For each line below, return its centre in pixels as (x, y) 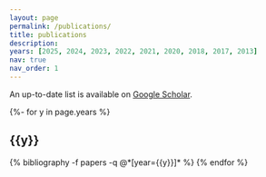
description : (34, 43)
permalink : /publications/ (60, 26)
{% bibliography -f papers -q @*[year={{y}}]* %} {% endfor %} (129, 162)
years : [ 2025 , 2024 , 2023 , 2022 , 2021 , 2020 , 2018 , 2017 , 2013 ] (133, 52)
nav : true (28, 60)
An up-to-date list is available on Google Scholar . (101, 94)
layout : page (34, 18)
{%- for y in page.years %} (60, 112)
